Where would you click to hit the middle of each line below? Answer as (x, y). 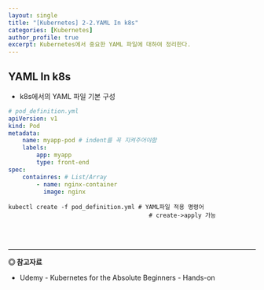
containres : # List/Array (65, 177)
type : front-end (63, 163)
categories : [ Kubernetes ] (50, 30)
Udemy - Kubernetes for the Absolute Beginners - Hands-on (117, 278)
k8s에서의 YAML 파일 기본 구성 (67, 96)
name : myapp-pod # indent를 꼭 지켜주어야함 (90, 141)
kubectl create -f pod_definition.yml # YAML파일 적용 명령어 (106, 207)
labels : (35, 148)
